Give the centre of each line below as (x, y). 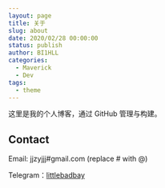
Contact (29, 140)
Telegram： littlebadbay (47, 175)
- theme (28, 90)
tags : (17, 82)
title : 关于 (27, 23)
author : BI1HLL (34, 53)
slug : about (28, 30)
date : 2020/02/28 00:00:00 (53, 38)
